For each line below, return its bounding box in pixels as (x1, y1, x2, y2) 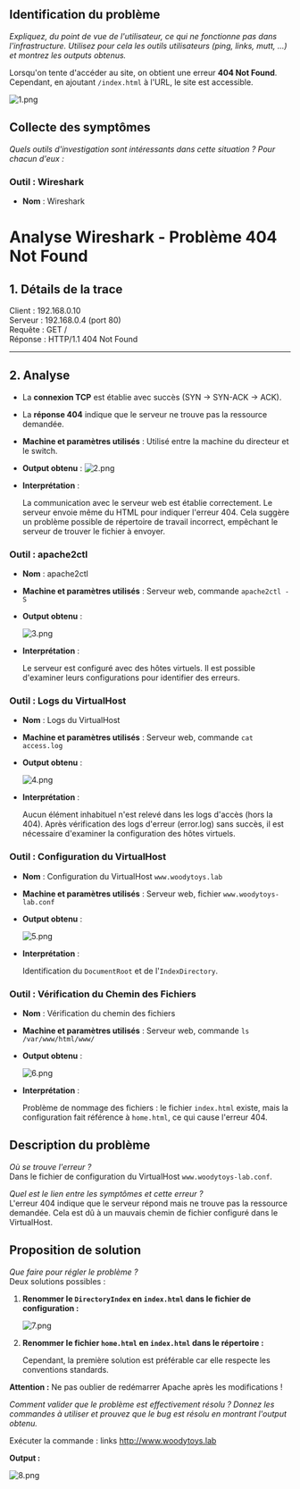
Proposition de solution (9, 1242, 141, 1258)
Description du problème (9, 1138, 151, 1153)
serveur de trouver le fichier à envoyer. (21, 526, 166, 536)
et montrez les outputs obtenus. (9, 49, 127, 61)
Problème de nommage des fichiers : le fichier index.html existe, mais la (21, 1102, 288, 1113)
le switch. (21, 445, 58, 456)
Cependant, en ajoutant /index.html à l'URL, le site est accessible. (9, 76, 254, 88)
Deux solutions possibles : (9, 1275, 106, 1286)
